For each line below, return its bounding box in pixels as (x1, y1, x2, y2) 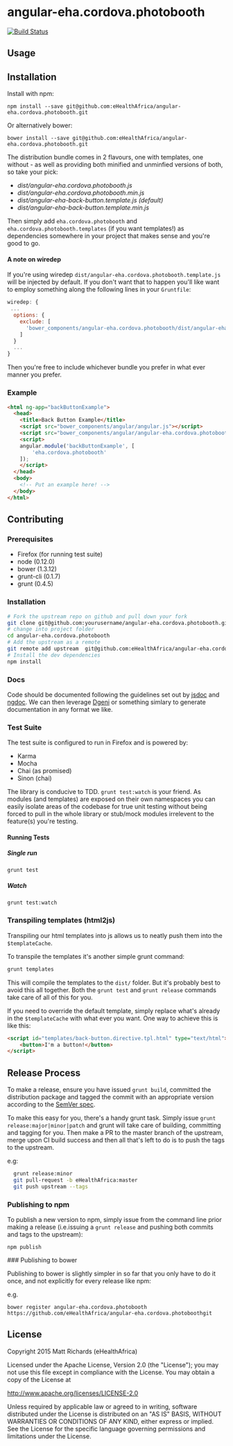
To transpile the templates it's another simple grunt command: (7, 952, 185, 960)
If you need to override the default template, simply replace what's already (7, 1006, 221, 1015)
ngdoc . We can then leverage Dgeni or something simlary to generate (7, 697, 206, 706)
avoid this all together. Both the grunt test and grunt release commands (7, 985, 217, 994)
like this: (7, 1021, 31, 1030)
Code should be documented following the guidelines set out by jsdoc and (7, 690, 220, 699)
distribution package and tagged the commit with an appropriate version (7, 1093, 214, 1102)
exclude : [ (19, 318, 51, 325)
